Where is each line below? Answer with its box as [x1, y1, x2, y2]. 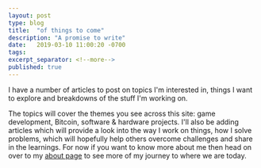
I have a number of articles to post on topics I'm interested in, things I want [8, 85, 253, 94]
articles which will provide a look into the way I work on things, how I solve [8, 125, 252, 135]
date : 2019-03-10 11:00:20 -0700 [8, 41, 126, 49]
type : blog [8, 19, 44, 27]
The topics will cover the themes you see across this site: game [8, 109, 216, 118]
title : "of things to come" [8, 26, 105, 34]
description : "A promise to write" [8, 33, 126, 42]
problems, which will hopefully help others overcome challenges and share [8, 134, 254, 143]
